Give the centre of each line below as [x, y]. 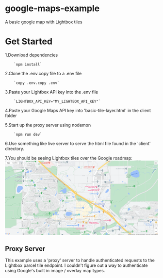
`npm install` [28, 64]
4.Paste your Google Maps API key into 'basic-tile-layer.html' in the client [78, 110]
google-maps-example [52, 8]
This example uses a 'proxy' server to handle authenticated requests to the [80, 261]
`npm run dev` [28, 134]
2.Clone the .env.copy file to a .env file [43, 73]
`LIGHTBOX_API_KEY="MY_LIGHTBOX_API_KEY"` [57, 101]
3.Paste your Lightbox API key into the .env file [52, 92]
